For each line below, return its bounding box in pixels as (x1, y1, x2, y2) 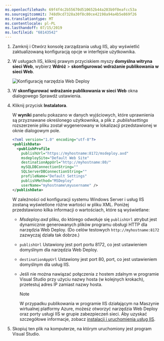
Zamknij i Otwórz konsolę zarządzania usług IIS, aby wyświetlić (12, 44, 140, 49)
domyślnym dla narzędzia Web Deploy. (19, 247, 98, 253)
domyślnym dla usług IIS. (19, 261, 70, 267)
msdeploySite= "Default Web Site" (21, 155, 90, 160)
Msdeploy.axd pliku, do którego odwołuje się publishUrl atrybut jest (19, 216, 157, 222)
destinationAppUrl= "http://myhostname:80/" (21, 160, 111, 165)
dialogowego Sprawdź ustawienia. (12, 93, 82, 99)
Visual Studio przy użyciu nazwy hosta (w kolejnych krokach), (19, 276, 145, 282)
